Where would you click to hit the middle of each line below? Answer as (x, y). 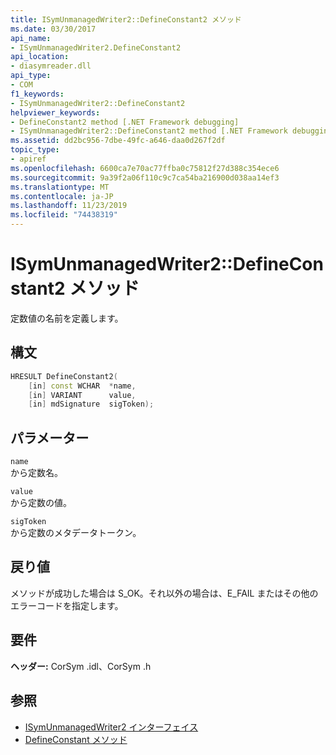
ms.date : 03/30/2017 (53, 29)
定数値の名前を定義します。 (67, 318)
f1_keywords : (37, 94)
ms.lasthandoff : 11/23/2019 (69, 206)
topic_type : (35, 150)
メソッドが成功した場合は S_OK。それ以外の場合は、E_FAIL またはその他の (164, 593)
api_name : (31, 38)
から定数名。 (36, 473)
